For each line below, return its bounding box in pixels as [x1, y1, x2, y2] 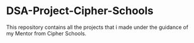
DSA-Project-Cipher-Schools [6, 4, 154, 18]
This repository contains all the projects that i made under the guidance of [6, 24, 189, 31]
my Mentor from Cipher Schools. [6, 29, 87, 37]
